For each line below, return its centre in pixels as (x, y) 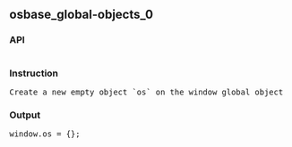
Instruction (34, 73)
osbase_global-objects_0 (82, 15)
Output (25, 115)
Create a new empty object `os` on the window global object (146, 92)
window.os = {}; (45, 134)
